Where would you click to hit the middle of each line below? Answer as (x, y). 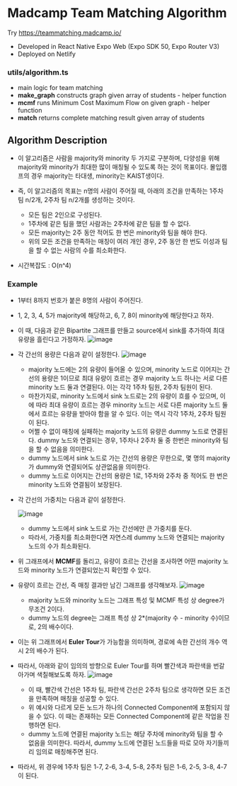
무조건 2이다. (46, 609)
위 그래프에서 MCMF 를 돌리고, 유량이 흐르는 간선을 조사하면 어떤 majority (119, 561)
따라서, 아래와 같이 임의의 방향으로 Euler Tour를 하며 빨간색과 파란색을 (115, 666)
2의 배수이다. (56, 627)
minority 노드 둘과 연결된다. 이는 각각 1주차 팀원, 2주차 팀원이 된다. (120, 387)
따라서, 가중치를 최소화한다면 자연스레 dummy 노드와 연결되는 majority (126, 537)
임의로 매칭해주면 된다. (67, 752)
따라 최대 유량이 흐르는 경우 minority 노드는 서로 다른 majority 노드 (128, 405)
